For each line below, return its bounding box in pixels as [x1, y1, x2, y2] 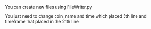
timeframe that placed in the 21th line [5, 19, 79, 24]
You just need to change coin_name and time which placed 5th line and [5, 14, 147, 19]
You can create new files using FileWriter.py [5, 4, 92, 10]
